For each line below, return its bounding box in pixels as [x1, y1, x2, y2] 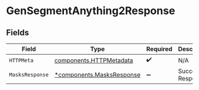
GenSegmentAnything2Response [6, 4, 176, 18]
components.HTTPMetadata [54, 56, 133, 64]
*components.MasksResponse [54, 71, 141, 79]
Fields [6, 28, 30, 38]
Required [146, 45, 173, 53]
